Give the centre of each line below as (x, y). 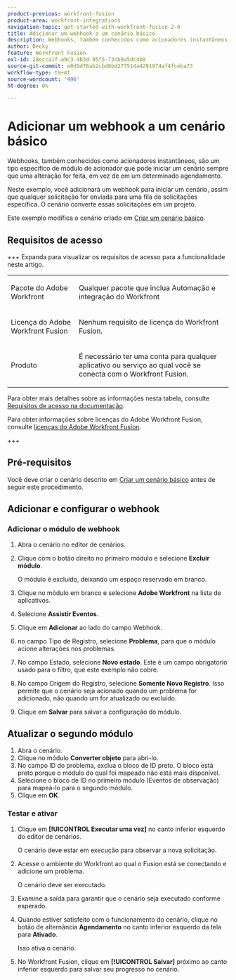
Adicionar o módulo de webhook (64, 529)
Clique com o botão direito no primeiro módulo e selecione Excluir (113, 558)
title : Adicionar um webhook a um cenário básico (81, 33)
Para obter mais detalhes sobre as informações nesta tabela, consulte (109, 398)
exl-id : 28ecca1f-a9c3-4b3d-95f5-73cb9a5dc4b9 (77, 60)
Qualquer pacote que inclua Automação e (147, 288)
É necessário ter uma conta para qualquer (147, 357)
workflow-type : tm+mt (39, 72)
